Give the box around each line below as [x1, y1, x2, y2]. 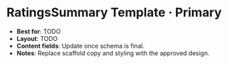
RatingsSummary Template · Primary [6, 5, 222, 20]
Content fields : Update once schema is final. [16, 42, 145, 50]
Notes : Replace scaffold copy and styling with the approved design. [16, 49, 210, 57]
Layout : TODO [16, 34, 58, 42]
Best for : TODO [16, 27, 61, 35]
